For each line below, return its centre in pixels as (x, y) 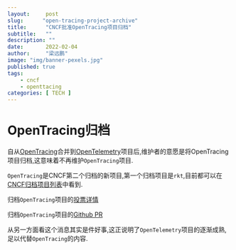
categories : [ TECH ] (39, 93)
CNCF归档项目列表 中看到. (45, 185)
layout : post (33, 14)
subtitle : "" (30, 34)
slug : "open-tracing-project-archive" (73, 21)
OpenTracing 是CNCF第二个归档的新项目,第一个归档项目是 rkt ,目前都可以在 (115, 175)
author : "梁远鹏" (38, 54)
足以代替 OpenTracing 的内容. (48, 239)
